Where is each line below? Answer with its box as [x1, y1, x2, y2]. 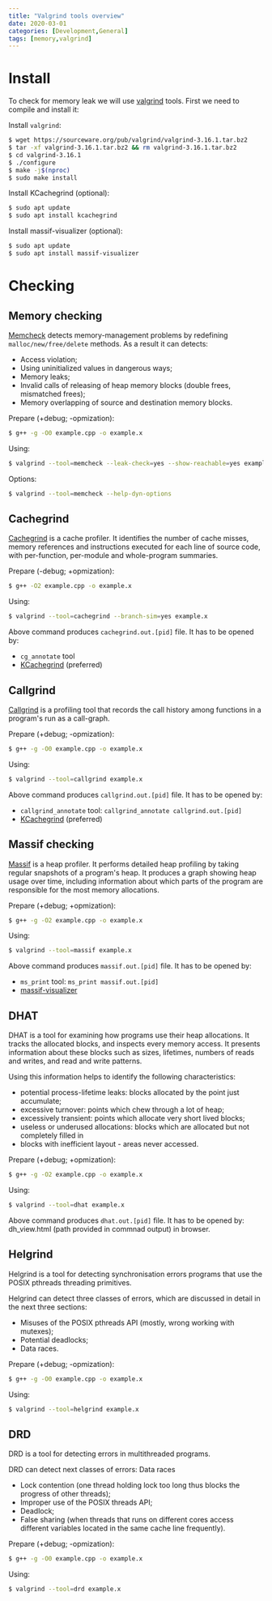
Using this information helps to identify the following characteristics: [8, 1072, 236, 1082]
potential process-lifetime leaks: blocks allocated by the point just [19, 1088, 240, 1097]
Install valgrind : [8, 121, 62, 130]
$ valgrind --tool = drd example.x [8, 1585, 121, 1594]
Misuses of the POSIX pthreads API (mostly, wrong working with [19, 1318, 235, 1327]
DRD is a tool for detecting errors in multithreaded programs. [8, 1449, 210, 1458]
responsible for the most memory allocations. [8, 884, 160, 895]
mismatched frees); [19, 389, 86, 398]
